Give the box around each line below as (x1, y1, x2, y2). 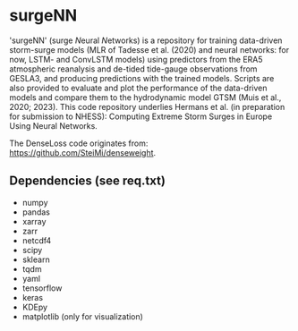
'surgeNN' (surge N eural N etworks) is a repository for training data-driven (9, 35, 283, 46)
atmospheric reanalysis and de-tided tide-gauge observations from (9, 64, 258, 74)
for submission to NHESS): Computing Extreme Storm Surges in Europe (9, 111, 273, 122)
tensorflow (21, 283, 63, 293)
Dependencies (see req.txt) (9, 174, 166, 189)
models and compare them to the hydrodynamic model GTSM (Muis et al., (9, 91, 282, 103)
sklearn (21, 254, 51, 265)
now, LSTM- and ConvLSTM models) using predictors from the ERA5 (9, 54, 263, 64)
